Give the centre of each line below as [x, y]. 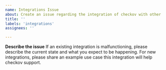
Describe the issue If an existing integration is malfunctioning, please [76, 47]
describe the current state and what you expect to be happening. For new [81, 52]
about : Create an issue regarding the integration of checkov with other [83, 14]
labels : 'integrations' [30, 24]
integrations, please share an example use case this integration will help [79, 57]
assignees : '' [20, 28]
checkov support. [23, 63]
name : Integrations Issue [32, 10]
